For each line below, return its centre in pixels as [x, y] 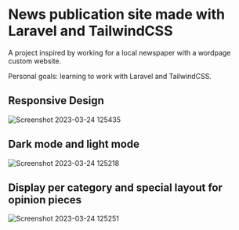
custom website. [35, 61]
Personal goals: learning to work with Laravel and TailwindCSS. [110, 76]
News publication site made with [117, 14]
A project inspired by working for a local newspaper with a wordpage [119, 52]
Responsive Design [56, 101]
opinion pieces [45, 200]
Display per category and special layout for [116, 187]
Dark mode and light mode [74, 144]
